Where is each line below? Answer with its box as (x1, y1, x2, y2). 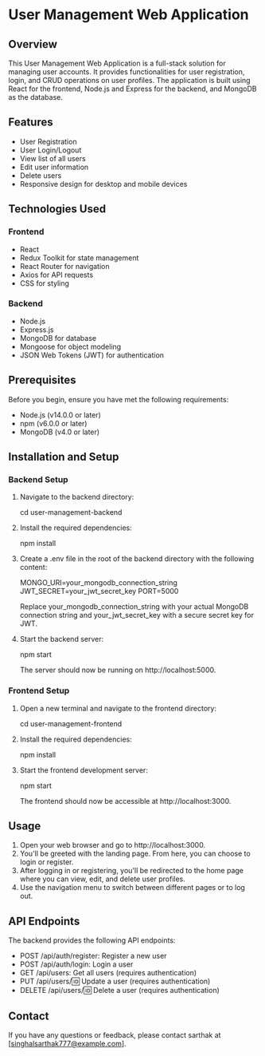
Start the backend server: (19, 635, 104, 644)
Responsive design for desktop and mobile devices (19, 179, 188, 188)
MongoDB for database (19, 333, 97, 342)
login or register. (19, 857, 74, 867)
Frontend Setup (8, 685, 70, 696)
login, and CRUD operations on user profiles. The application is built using (8, 76, 251, 85)
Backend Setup (8, 473, 69, 484)
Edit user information (19, 162, 89, 172)
